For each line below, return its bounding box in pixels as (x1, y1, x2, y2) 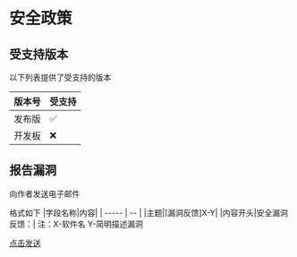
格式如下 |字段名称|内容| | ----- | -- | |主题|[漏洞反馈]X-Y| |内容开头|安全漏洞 (9, 207, 288, 218)
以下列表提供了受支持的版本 (9, 73, 112, 82)
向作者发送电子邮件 (9, 188, 81, 199)
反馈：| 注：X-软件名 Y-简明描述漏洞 (9, 218, 143, 229)
